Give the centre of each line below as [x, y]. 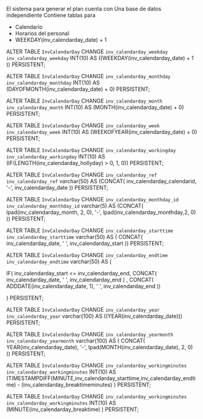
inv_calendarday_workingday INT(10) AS [56, 156]
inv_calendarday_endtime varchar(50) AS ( [59, 261]
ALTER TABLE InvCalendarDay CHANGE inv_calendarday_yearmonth [90, 334]
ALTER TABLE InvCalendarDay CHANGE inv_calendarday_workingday [91, 150]
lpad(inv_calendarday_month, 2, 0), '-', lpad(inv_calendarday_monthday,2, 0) [101, 212]
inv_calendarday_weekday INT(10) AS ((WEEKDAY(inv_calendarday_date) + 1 [100, 58]
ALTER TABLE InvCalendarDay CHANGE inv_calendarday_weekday [87, 52]
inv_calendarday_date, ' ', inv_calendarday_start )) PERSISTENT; [85, 243]
